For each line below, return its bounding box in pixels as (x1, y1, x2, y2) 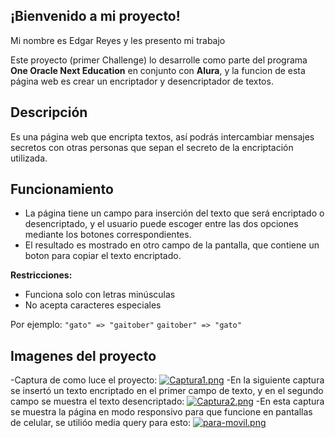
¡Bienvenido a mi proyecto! (10, 8, 181, 25)
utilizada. (10, 152, 48, 164)
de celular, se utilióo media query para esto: (10, 417, 191, 429)
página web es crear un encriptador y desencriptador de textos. (10, 75, 274, 87)
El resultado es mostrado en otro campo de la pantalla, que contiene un (24, 239, 320, 251)
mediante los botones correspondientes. (24, 229, 192, 241)
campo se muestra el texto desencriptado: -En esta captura (10, 395, 325, 408)
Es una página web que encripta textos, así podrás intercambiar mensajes (10, 130, 315, 143)
